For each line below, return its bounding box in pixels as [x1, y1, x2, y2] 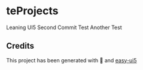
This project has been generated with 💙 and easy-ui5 [6, 56, 137, 63]
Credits [6, 41, 35, 51]
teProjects [6, 4, 59, 18]
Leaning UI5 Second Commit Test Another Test [6, 24, 122, 31]
